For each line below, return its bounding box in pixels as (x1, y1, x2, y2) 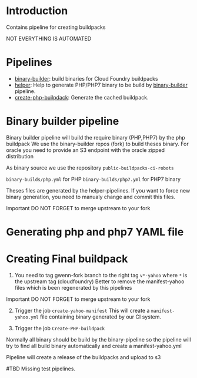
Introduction (6, 4, 68, 18)
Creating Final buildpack (6, 252, 128, 266)
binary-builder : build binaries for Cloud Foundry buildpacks (14, 75, 158, 82)
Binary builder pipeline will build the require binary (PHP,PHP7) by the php (6, 134, 185, 141)
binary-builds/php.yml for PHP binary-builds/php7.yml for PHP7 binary (6, 175, 181, 183)
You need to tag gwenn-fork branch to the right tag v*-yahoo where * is (14, 271, 188, 278)
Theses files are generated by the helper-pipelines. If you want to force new (6, 187, 191, 194)
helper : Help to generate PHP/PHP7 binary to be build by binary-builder (14, 81, 188, 88)
